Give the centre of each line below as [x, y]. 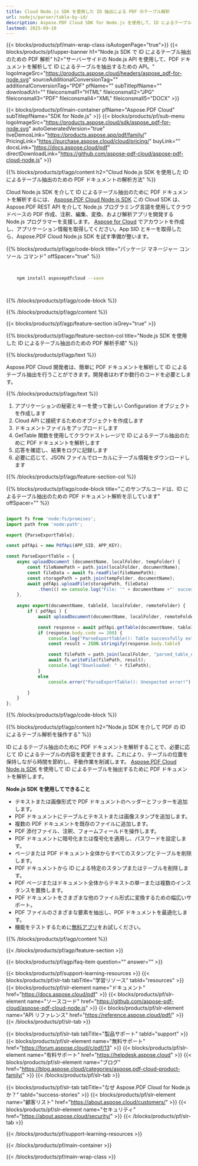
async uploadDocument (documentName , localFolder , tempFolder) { [99, 562]
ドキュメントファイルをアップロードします [66, 428]
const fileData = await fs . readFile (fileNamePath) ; [92, 573]
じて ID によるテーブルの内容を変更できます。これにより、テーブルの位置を [97, 754]
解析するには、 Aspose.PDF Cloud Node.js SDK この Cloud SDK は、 [100, 200]
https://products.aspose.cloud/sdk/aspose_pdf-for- [108, 122]
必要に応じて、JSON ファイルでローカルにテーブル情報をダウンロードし [102, 457]
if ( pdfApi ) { [47, 611]
